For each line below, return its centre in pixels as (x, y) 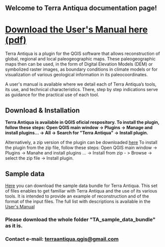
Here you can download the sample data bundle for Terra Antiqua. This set (81, 186)
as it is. (14, 226)
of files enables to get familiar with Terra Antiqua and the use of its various (81, 191)
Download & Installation (43, 110)
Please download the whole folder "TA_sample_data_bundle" (80, 219)
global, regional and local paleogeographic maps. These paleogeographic (81, 59)
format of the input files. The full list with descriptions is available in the (78, 201)
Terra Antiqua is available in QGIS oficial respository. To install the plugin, (82, 122)
